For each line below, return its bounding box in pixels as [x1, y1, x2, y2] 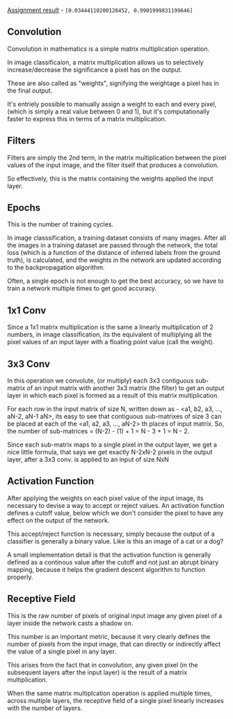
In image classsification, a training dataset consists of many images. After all [7, 233, 227, 242]
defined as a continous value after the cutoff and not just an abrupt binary [7, 557, 219, 566]
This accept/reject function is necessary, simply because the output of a [7, 529, 215, 538]
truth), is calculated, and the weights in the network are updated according [7, 256, 221, 264]
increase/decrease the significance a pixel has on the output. [7, 65, 183, 74]
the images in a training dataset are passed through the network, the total [7, 241, 218, 249]
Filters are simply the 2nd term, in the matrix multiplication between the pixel [7, 153, 227, 162]
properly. [7, 573, 33, 581]
